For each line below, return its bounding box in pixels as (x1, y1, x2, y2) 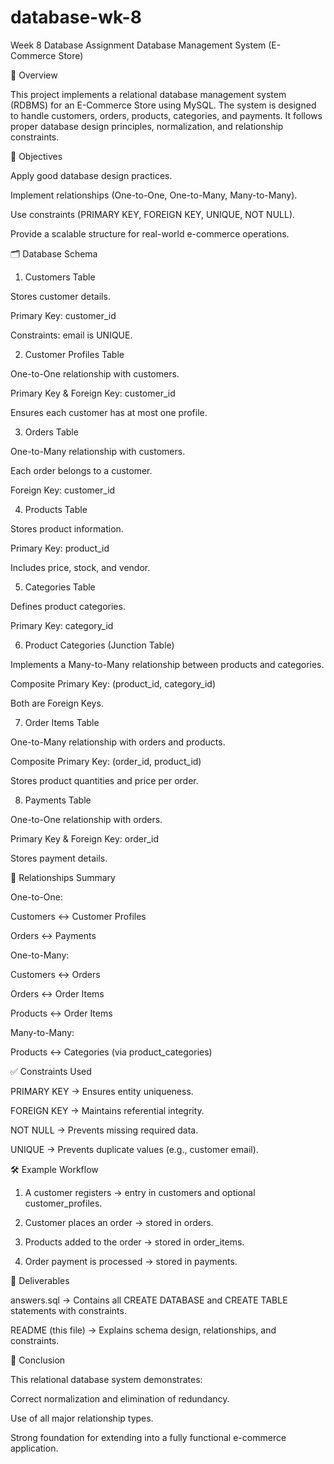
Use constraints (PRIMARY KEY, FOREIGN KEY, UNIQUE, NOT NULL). (10, 208, 296, 220)
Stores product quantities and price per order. (10, 774, 199, 786)
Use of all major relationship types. (10, 1412, 154, 1424)
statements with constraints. (10, 1304, 127, 1316)
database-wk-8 (10, 6, 142, 29)
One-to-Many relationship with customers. (10, 445, 186, 457)
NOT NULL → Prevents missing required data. (10, 1124, 199, 1136)
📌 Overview (10, 69, 58, 81)
